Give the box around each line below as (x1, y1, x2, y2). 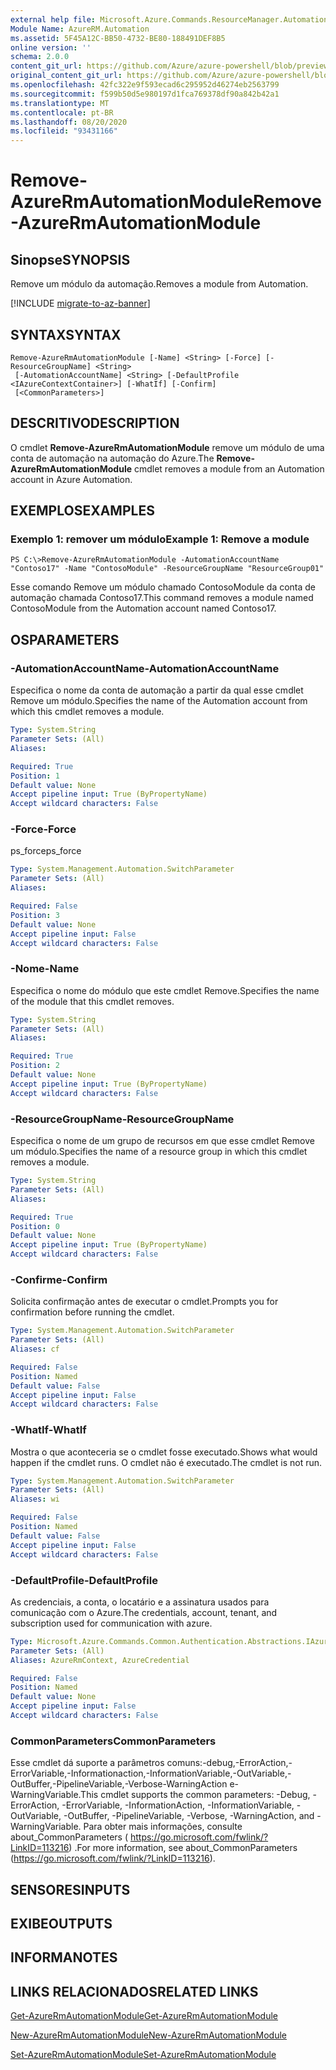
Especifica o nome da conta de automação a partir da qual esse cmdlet (10, 684, 304, 696)
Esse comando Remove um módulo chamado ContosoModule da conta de (10, 581, 317, 593)
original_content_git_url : (10, 71, 123, 81)
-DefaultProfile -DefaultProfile (10, 1573, 158, 1587)
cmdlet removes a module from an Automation (133, 462, 325, 475)
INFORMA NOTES (10, 1949, 118, 1966)
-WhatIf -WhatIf (10, 1423, 87, 1437)
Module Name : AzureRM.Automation (10, 24, 150, 34)
